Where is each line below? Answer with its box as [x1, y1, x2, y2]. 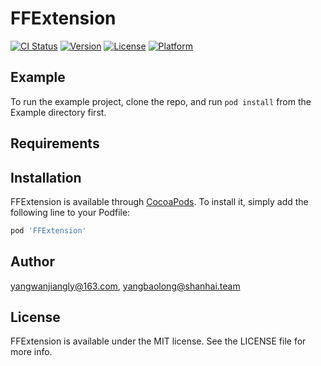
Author [10, 253, 55, 271]
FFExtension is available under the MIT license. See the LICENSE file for [10, 335, 307, 347]
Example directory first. [10, 106, 107, 118]
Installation [10, 169, 82, 186]
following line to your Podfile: [10, 206, 131, 218]
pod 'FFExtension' [10, 225, 87, 236]
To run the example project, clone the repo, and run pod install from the [10, 95, 312, 107]
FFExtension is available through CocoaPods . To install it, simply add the [10, 195, 309, 207]
